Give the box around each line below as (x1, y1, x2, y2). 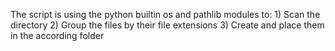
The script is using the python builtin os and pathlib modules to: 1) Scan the (10, 9, 321, 20)
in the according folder (10, 30, 105, 41)
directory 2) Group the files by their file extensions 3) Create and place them (10, 19, 325, 31)
